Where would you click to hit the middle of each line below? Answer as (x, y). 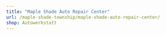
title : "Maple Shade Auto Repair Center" (58, 12)
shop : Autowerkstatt (32, 23)
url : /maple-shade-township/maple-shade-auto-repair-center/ (83, 17)
